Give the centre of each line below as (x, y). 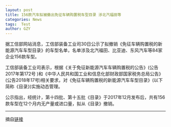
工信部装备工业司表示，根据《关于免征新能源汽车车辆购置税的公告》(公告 (82, 68)
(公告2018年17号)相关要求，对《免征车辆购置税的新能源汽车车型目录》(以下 (84, 80)
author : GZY (18, 29)
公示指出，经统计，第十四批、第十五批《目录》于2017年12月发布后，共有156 (85, 98)
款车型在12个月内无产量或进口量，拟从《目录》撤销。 (61, 104)
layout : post (19, 10)
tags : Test (18, 24)
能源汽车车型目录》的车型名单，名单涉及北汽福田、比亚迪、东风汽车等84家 (84, 50)
